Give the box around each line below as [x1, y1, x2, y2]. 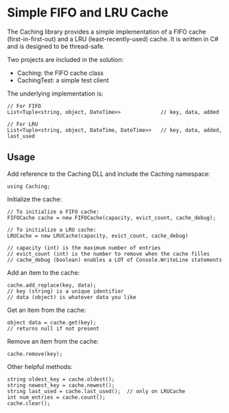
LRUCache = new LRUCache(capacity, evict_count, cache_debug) [7, 232, 189, 239]
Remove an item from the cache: [7, 337, 99, 345]
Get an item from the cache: [7, 306, 86, 314]
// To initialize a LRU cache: [7, 226, 97, 233]
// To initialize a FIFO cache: [7, 208, 99, 215]
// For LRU [7, 120, 38, 128]
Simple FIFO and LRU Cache [7, 5, 169, 21]
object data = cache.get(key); [7, 319, 97, 326]
